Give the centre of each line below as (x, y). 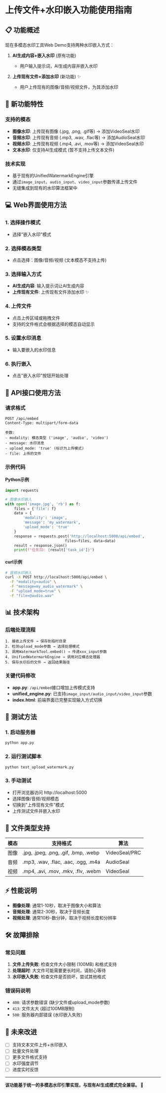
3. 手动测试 (18, 781)
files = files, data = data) (90, 541)
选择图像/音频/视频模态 (36, 798)
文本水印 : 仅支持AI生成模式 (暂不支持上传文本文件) (63, 150)
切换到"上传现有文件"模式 (38, 805)
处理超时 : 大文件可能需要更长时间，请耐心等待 (59, 971)
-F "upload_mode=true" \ (35, 591)
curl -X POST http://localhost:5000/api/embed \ (56, 577)
